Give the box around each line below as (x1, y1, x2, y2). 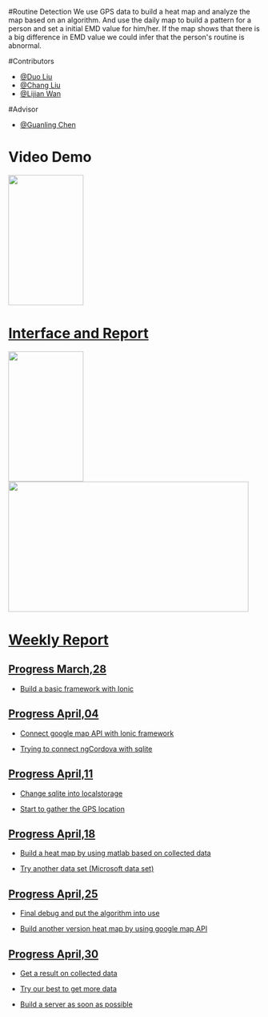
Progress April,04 (8, 707, 99, 720)
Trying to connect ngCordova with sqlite (19, 744, 153, 753)
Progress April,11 (8, 767, 94, 781)
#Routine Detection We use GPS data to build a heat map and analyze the (8, 7, 250, 16)
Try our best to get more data (19, 983, 118, 993)
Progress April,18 (8, 827, 96, 841)
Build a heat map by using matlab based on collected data (19, 849, 211, 858)
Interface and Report (8, 325, 150, 343)
